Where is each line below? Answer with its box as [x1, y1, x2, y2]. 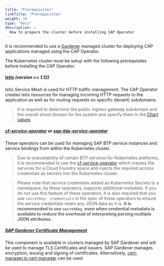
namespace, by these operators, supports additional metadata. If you [17, 185, 157, 191]
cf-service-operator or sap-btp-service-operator [5, 128, 108, 134]
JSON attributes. [17, 216, 52, 222]
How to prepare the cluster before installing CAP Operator [9, 30, 135, 35]
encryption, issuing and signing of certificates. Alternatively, [5, 250, 126, 256]
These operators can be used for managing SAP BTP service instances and [5, 140, 157, 146]
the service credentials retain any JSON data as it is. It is [17, 201, 132, 206]
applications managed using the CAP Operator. [5, 48, 100, 54]
